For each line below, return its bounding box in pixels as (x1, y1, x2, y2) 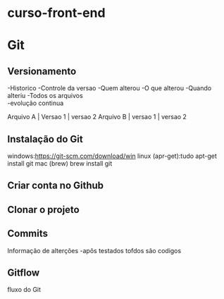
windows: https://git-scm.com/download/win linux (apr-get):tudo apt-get (7, 152, 217, 160)
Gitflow (7, 267, 40, 279)
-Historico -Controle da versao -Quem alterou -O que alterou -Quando (7, 84, 212, 92)
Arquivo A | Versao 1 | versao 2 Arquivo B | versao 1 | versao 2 (7, 113, 187, 121)
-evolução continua (7, 99, 64, 107)
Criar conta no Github (7, 180, 104, 192)
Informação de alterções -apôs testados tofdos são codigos (7, 246, 182, 255)
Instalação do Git (7, 133, 83, 145)
